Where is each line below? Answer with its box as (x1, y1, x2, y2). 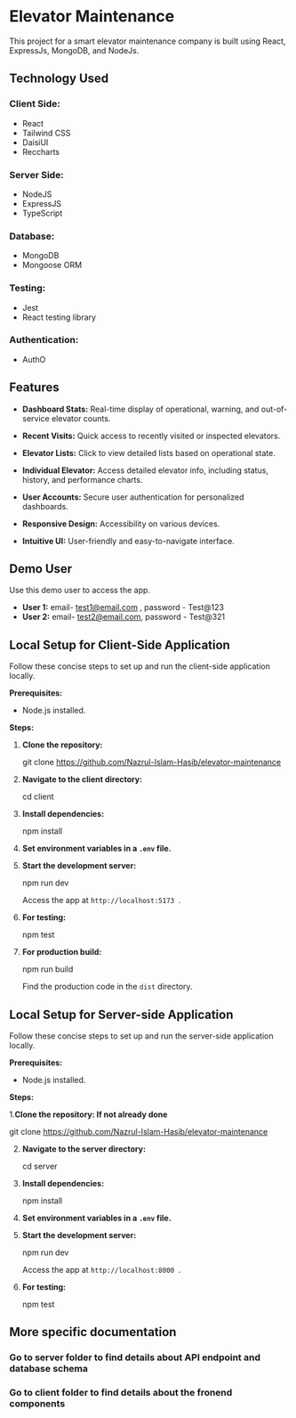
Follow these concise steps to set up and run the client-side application (9, 661, 271, 672)
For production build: (21, 947, 102, 958)
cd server (21, 1161, 58, 1172)
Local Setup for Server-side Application (9, 1006, 234, 1022)
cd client (21, 791, 55, 803)
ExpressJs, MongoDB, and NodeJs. (9, 45, 140, 55)
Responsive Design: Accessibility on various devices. (21, 518, 220, 529)
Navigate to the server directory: (21, 1144, 147, 1154)
